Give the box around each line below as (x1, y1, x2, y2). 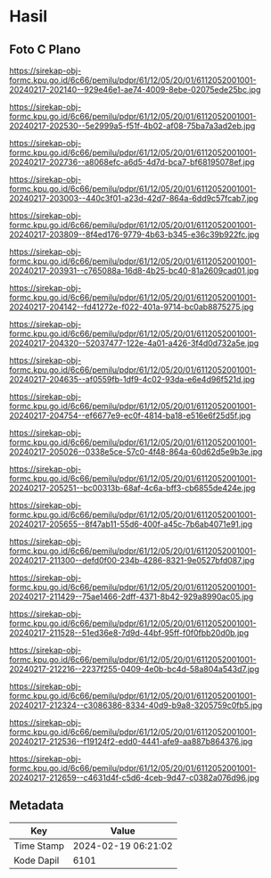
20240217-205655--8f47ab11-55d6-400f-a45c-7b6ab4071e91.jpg (9, 519, 253, 529)
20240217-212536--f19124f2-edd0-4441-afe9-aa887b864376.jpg (9, 736, 253, 746)
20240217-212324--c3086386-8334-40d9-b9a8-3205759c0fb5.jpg (9, 700, 263, 710)
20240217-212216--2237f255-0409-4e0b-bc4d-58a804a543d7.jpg (9, 664, 260, 674)
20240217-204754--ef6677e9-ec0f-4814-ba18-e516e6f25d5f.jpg (9, 410, 251, 421)
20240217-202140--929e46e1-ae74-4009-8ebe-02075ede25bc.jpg (9, 85, 261, 94)
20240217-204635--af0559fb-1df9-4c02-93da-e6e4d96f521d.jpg (9, 374, 256, 384)
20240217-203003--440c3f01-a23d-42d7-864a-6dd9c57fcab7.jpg (9, 193, 259, 203)
